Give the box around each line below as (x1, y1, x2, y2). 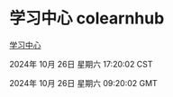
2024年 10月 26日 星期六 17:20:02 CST (9, 58, 153, 69)
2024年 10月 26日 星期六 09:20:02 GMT (9, 77, 158, 88)
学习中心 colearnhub (9, 8, 165, 29)
